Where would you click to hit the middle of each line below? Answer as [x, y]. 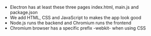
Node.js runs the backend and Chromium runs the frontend [71, 23]
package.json [24, 12]
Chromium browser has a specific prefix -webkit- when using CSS [78, 28]
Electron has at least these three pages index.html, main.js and [74, 7]
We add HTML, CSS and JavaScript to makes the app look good [75, 18]
